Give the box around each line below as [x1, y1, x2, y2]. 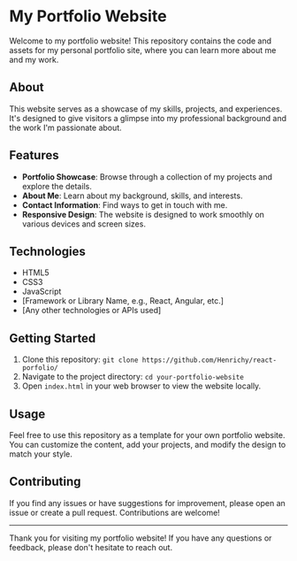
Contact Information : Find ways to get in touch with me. [21, 199, 228, 210]
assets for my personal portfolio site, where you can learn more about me [9, 44, 277, 55]
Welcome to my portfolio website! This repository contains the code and [9, 35, 272, 46]
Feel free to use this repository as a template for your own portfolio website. [9, 430, 286, 440]
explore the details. [21, 181, 93, 191]
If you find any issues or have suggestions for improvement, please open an [9, 497, 286, 508]
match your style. [9, 449, 73, 459]
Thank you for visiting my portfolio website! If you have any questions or [9, 533, 272, 543]
